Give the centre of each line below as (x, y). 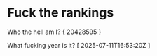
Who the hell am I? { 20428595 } (54, 32)
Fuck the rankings (61, 13)
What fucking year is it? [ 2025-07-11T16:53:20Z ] (79, 45)
